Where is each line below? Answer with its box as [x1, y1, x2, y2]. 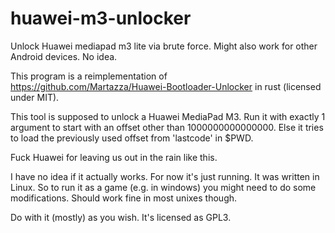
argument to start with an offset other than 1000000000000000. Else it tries [10, 121, 324, 133]
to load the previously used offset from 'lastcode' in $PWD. [10, 132, 254, 144]
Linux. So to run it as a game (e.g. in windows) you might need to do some [10, 181, 317, 193]
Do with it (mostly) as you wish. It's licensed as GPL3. [10, 211, 232, 223]
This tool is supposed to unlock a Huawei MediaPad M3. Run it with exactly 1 [10, 110, 326, 122]
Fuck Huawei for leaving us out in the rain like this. [10, 151, 218, 163]
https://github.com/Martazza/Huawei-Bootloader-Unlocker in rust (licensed [10, 80, 322, 92]
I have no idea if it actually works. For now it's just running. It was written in [10, 170, 320, 182]
